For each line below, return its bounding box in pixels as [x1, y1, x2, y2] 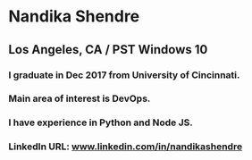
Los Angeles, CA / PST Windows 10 [8, 42, 208, 57]
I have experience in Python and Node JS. [8, 116, 193, 129]
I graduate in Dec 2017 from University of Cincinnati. [8, 69, 240, 81]
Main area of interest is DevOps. [8, 92, 151, 105]
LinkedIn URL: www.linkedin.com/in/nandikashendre [8, 140, 243, 153]
